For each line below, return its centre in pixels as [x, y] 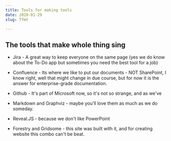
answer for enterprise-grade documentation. [60, 84]
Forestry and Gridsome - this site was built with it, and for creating [82, 129]
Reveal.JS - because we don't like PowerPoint [61, 119]
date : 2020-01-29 [24, 15]
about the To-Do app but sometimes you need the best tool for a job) [85, 63]
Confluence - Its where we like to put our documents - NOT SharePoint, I [89, 73]
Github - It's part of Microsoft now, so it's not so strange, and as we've [87, 93]
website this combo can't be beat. [49, 134]
